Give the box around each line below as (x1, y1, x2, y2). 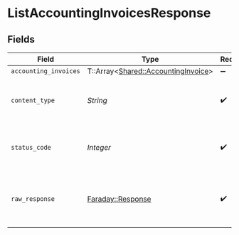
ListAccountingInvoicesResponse (7, 5, 211, 21)
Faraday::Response (87, 194, 152, 204)
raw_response (11, 195, 55, 203)
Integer (87, 143, 112, 152)
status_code (11, 143, 52, 151)
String (87, 96, 108, 105)
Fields (7, 33, 36, 45)
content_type (11, 97, 55, 104)
